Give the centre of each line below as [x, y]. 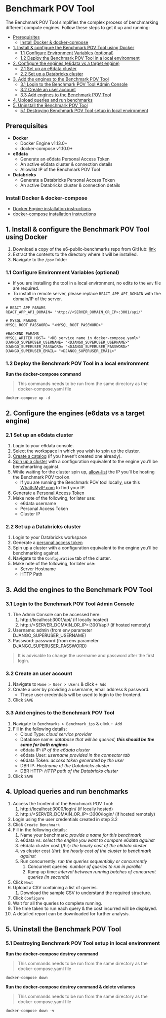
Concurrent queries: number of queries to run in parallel [84, 866]
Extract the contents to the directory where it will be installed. [75, 254]
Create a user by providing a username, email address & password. [81, 690]
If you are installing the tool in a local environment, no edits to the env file [87, 283]
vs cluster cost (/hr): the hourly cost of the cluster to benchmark [85, 851]
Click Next [23, 882]
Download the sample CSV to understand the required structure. [85, 893]
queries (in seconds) [48, 877]
